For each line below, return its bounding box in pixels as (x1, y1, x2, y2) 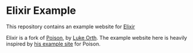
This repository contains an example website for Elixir (6, 23, 136, 30)
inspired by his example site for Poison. (6, 40, 101, 47)
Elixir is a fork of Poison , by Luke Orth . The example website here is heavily (6, 34, 187, 41)
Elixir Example (6, 4, 76, 17)
